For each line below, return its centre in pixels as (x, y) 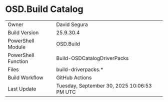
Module (17, 47)
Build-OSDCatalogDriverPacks (92, 58)
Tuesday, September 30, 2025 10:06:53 (104, 85)
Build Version (23, 32)
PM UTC (66, 92)
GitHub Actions (74, 77)
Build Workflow (25, 77)
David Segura (72, 24)
